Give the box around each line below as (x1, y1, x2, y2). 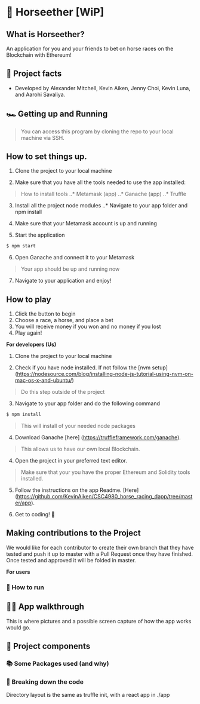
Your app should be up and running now (20, 265, 120, 273)
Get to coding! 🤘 (14, 511, 56, 518)
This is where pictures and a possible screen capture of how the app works (6, 617, 192, 625)
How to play (6, 294, 51, 304)
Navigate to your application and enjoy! (14, 277, 112, 284)
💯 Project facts (6, 69, 62, 79)
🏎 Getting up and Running (6, 109, 108, 119)
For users (6, 568, 30, 576)
